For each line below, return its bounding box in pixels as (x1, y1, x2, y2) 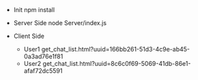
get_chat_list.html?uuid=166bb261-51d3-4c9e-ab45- (41, 45, 190, 53)
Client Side (13, 32, 44, 40)
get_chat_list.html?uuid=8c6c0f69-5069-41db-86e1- (42, 60, 191, 67)
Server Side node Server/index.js (13, 19, 107, 26)
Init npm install (13, 6, 55, 14)
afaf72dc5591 (23, 67, 63, 75)
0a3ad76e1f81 (23, 52, 63, 60)
